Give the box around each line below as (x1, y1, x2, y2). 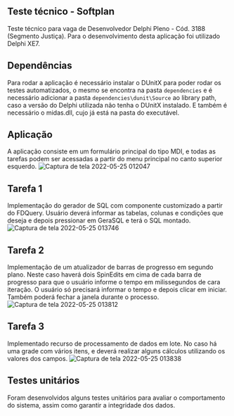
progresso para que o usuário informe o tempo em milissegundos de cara (7, 278, 221, 286)
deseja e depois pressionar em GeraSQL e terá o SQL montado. (7, 216, 191, 225)
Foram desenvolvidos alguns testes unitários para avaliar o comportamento (7, 393, 226, 402)
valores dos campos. (7, 354, 68, 363)
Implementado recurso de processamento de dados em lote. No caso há (7, 339, 217, 348)
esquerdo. (7, 162, 37, 171)
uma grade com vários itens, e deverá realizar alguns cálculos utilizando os (7, 346, 226, 355)
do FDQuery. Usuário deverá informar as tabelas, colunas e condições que (7, 209, 223, 218)
